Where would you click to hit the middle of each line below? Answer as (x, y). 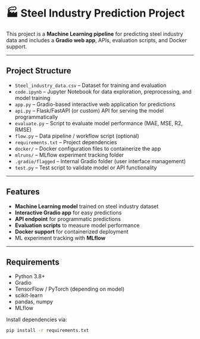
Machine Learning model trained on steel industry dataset (87, 206)
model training (32, 98)
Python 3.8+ (30, 276)
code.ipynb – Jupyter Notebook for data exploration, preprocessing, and (103, 91)
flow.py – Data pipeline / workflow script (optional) (77, 136)
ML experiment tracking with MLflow (60, 238)
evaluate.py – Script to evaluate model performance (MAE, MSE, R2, (99, 123)
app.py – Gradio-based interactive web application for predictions (95, 104)
